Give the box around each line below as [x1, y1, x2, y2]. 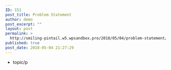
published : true [5, 41, 40, 46]
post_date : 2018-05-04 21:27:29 [5, 45, 74, 50]
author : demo [5, 17, 33, 22]
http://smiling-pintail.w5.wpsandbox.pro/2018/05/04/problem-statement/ [10, 36, 167, 41]
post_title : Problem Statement [5, 12, 72, 17]
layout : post [5, 26, 33, 31]
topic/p [12, 59, 28, 65]
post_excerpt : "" [5, 21, 42, 27]
